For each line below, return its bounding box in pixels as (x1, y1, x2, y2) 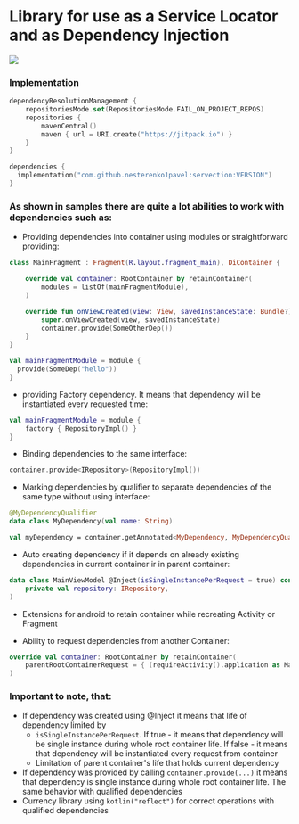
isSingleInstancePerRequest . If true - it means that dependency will (35, 729, 284, 740)
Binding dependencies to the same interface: (21, 449, 188, 459)
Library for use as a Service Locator (9, 6, 279, 27)
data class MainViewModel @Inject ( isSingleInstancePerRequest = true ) (9, 575, 277, 585)
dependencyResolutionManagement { (9, 96, 138, 106)
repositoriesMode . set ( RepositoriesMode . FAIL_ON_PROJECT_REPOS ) (25, 105, 265, 114)
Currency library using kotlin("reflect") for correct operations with (21, 795, 274, 806)
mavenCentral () (41, 121, 98, 130)
